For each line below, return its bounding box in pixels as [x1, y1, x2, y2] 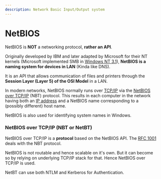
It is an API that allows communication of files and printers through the [5, 73, 145, 79]
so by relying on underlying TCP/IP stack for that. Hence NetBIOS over [5, 155, 146, 161]
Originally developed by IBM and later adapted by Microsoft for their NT [5, 53, 147, 59]
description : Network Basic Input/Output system [5, 7, 105, 12]
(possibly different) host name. [5, 103, 66, 109]
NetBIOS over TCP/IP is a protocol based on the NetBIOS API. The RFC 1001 [5, 135, 157, 141]
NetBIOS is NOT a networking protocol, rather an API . [5, 44, 112, 50]
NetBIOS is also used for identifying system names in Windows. [5, 112, 132, 118]
